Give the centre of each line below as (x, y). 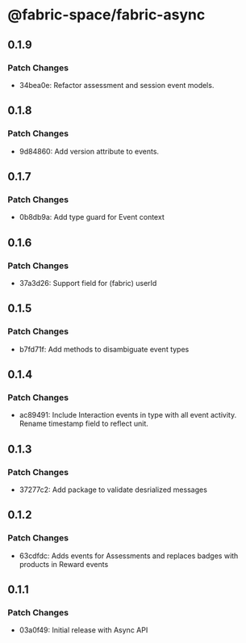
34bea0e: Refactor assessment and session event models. (117, 85)
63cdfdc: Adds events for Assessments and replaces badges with (129, 556)
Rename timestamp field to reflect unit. (83, 424)
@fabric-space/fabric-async (106, 15)
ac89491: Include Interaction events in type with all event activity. (128, 415)
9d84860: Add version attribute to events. (89, 151)
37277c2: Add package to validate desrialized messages (113, 490)
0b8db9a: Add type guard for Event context (92, 217)
